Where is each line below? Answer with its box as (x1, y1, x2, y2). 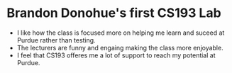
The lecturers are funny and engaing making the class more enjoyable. (16, 43, 224, 52)
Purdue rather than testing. (16, 35, 96, 44)
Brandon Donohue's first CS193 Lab (6, 5, 221, 21)
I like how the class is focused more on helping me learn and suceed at (16, 28, 225, 37)
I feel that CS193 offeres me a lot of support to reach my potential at (16, 51, 216, 60)
